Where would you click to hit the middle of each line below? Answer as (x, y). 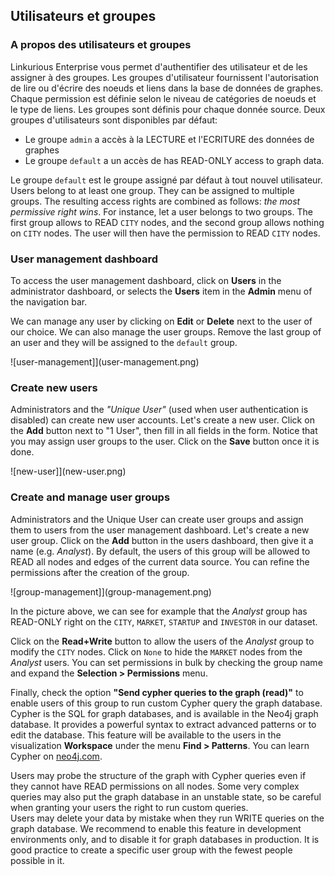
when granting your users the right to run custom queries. (129, 807)
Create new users (54, 387)
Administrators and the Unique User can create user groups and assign (157, 519)
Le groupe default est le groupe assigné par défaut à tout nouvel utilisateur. (166, 180)
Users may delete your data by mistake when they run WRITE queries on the (167, 818)
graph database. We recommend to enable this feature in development (156, 828)
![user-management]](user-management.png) (105, 361)
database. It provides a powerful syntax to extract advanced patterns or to (163, 724)
